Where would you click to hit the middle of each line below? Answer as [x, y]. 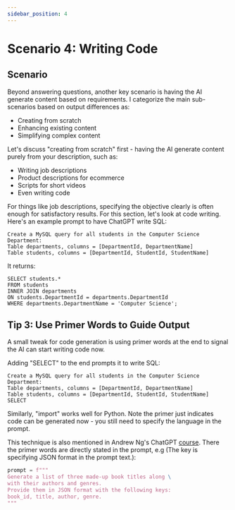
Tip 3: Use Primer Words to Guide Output [99, 325]
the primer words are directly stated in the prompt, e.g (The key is [103, 450]
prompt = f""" [28, 470]
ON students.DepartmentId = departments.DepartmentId [88, 297]
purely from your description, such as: [63, 157]
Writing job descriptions [52, 170]
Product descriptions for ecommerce [71, 178]
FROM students [28, 285]
